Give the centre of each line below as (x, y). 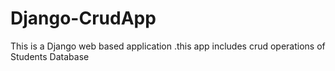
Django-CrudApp (83, 18)
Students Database (50, 56)
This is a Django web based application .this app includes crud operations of (168, 46)
